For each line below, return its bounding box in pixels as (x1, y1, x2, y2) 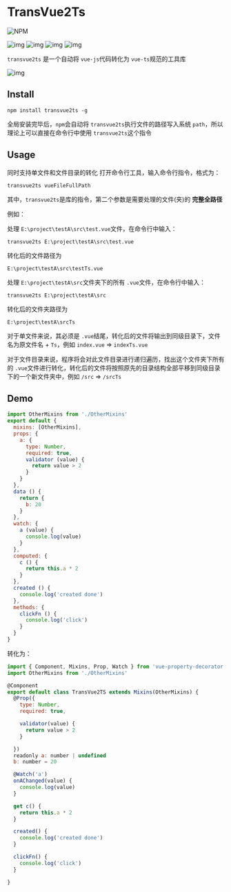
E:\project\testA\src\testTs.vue (7, 265, 103, 272)
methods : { (13, 604, 45, 611)
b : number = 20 (13, 759, 57, 765)
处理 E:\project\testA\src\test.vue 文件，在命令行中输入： (7, 224, 177, 232)
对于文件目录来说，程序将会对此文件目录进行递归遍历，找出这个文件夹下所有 (7, 355, 225, 363)
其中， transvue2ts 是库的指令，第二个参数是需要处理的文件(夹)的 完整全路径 (7, 195, 223, 203)
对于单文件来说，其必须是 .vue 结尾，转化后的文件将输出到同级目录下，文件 (7, 331, 221, 340)
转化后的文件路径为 (7, 251, 62, 259)
